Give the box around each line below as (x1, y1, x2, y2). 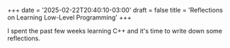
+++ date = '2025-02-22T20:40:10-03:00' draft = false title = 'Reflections (7, 6, 223, 14)
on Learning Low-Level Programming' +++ (7, 13, 132, 22)
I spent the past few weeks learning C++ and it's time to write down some (7, 27, 223, 35)
